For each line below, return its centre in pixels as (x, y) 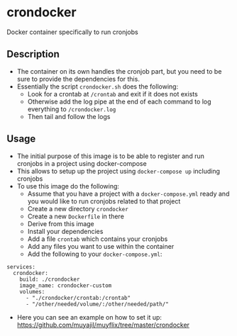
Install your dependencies (65, 231)
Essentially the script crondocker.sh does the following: (98, 86)
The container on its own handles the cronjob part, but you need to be (119, 71)
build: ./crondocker (50, 279)
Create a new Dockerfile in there (76, 216)
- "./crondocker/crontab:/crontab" (78, 298)
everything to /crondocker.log (72, 109)
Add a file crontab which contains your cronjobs (98, 239)
